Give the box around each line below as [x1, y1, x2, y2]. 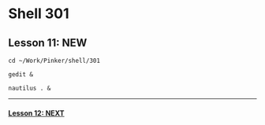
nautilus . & [8, 84, 51, 92]
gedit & [8, 71, 34, 79]
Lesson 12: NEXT [8, 108, 65, 118]
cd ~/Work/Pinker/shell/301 [8, 57, 101, 64]
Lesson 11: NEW [8, 36, 88, 50]
